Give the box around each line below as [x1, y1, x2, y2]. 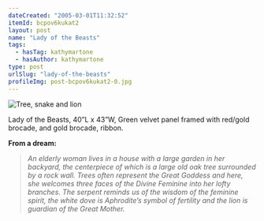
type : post [8, 63, 44, 71]
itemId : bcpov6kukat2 [8, 19, 80, 27]
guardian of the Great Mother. [27, 204, 125, 213]
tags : [8, 41, 26, 49]
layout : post [8, 26, 51, 34]
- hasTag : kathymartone [15, 48, 93, 56]
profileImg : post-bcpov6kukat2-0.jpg [8, 77, 132, 85]
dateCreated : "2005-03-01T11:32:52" [8, 11, 128, 20]
